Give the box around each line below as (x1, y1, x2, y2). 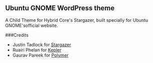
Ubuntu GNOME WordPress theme (5, 4, 115, 12)
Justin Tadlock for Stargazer (12, 42, 71, 48)
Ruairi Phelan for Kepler (12, 47, 62, 53)
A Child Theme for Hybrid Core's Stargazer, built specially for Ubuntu (5, 17, 148, 23)
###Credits (5, 32, 29, 38)
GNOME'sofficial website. (5, 22, 58, 28)
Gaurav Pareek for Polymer (12, 52, 69, 58)
